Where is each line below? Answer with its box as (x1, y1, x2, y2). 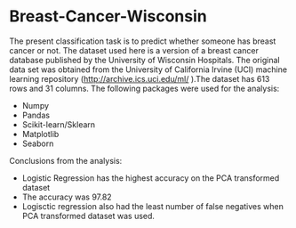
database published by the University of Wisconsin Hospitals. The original (9, 54, 280, 65)
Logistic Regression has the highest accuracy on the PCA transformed (21, 172, 280, 183)
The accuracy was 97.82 (21, 191, 113, 202)
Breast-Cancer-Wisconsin (9, 6, 207, 27)
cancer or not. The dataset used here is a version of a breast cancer (9, 45, 260, 55)
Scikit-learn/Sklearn (21, 118, 96, 130)
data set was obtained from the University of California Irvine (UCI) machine (9, 64, 287, 75)
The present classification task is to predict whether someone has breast (9, 36, 276, 46)
